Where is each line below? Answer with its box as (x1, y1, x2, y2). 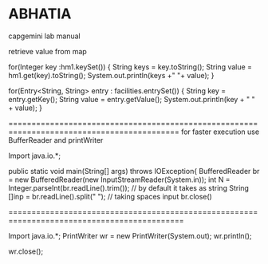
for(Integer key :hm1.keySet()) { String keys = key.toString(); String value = (8, 61, 253, 72)
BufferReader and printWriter (8, 135, 104, 144)
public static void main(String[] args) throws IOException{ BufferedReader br (8, 166, 260, 175)
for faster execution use (180, 127, 260, 136)
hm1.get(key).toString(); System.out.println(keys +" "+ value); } (8, 70, 215, 80)
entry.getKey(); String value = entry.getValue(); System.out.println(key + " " (8, 94, 255, 104)
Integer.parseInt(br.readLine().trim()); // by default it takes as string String (8, 183, 250, 192)
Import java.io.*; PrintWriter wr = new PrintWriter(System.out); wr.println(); (8, 231, 252, 240)
